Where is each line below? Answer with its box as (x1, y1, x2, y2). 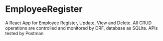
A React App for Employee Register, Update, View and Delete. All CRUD (5, 20, 152, 26)
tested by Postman (5, 30, 44, 36)
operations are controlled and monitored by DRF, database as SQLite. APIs (5, 25, 158, 31)
